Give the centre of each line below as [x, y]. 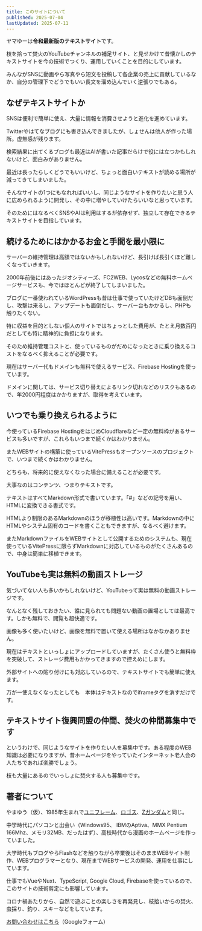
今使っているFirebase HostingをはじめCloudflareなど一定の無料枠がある [96, 431]
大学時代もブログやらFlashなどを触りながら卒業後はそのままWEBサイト [96, 853]
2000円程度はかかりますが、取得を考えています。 [84, 394]
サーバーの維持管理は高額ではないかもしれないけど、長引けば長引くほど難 [99, 257]
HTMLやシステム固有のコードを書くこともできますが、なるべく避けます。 [98, 525]
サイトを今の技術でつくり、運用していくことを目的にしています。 [103, 62]
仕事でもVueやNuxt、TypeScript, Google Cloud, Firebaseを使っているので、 [101, 881]
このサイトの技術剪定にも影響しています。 [59, 889]
